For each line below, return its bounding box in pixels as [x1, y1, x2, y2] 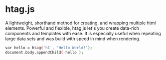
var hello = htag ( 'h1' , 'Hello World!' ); [5, 45, 93, 50]
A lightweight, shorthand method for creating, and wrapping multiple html [5, 20, 156, 26]
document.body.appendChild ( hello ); [5, 50, 84, 55]
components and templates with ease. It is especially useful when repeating [5, 30, 161, 36]
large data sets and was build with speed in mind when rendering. [5, 36, 141, 42]
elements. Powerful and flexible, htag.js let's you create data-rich [5, 25, 140, 31]
